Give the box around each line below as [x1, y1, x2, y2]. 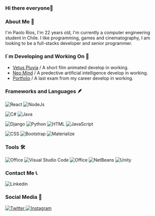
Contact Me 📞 [5, 170, 38, 177]
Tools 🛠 [5, 143, 26, 150]
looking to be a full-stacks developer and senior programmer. [5, 40, 132, 46]
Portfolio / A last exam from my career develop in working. [12, 75, 133, 81]
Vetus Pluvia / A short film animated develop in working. [12, 64, 129, 70]
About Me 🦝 [5, 18, 35, 25]
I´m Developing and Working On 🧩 [5, 53, 90, 60]
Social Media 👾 [5, 194, 42, 201]
